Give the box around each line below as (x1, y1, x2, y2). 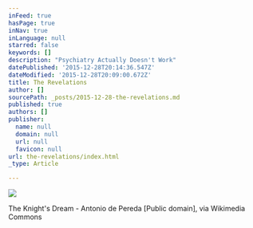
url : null (15, 137, 48, 146)
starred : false (8, 41, 59, 49)
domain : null (15, 130, 59, 138)
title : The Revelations (8, 78, 88, 86)
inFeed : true (8, 11, 52, 20)
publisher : (8, 116, 45, 124)
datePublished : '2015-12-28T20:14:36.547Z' (8, 64, 156, 72)
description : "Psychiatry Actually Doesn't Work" (8, 57, 177, 65)
